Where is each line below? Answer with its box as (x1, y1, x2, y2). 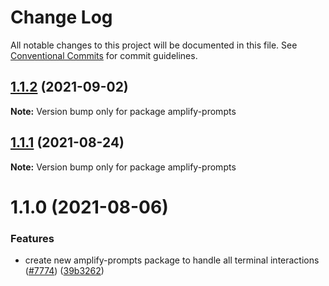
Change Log (10, 6, 113, 29)
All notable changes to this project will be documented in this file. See (10, 39, 298, 51)
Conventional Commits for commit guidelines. (10, 49, 198, 61)
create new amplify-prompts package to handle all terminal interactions (24, 254, 320, 266)
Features (10, 231, 55, 245)
